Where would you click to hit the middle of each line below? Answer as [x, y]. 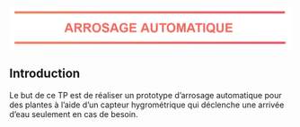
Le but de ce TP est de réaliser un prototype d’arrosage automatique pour [146, 95]
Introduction [45, 74]
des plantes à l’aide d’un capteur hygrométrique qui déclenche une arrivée [147, 105]
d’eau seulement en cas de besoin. [74, 114]
